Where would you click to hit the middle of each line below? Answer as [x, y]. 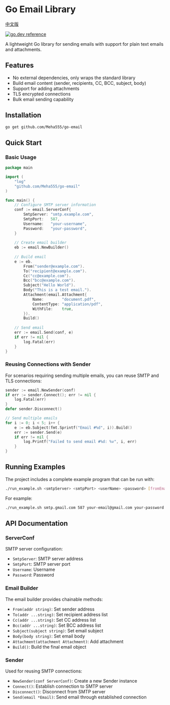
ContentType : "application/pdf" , [67, 304]
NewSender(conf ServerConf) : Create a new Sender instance [75, 681]
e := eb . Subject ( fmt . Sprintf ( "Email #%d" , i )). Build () [73, 428]
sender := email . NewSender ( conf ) [40, 390]
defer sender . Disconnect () [34, 409]
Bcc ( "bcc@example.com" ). [50, 280]
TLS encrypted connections [41, 94]
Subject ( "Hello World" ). [50, 285]
